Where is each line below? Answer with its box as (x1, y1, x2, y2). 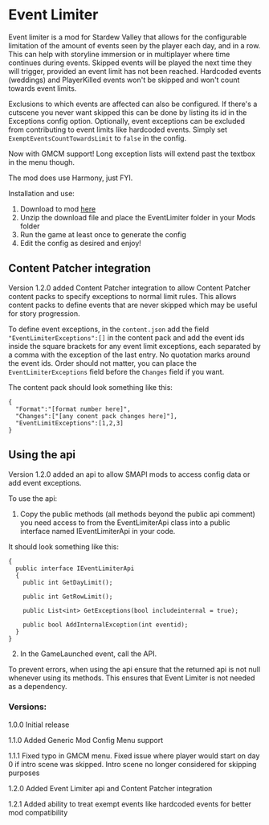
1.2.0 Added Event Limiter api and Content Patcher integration (8, 783, 213, 793)
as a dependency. (8, 681, 67, 691)
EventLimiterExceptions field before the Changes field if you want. (8, 367, 225, 376)
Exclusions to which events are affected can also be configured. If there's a (8, 99, 258, 109)
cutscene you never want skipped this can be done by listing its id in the (8, 107, 247, 117)
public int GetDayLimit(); (22, 578, 113, 586)
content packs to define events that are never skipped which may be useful (8, 300, 258, 310)
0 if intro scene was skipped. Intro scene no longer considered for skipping (8, 759, 257, 769)
